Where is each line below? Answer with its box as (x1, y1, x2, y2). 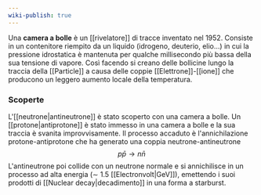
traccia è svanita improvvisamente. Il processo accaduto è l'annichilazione (8, 128, 248, 138)
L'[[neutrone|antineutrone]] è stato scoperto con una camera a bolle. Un (8, 111, 241, 121)
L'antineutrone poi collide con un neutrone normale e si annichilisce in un (8, 161, 245, 171)
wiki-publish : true (8, 11, 72, 20)
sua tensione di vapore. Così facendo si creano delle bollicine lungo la (8, 58, 234, 67)
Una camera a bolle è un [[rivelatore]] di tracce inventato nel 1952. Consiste (8, 33, 253, 42)
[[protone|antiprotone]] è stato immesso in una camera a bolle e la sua (8, 120, 236, 129)
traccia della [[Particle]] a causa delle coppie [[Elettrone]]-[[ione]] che (8, 66, 234, 75)
